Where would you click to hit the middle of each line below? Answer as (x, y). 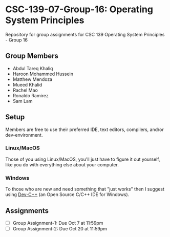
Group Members (32, 56)
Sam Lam (23, 101)
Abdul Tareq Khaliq (33, 68)
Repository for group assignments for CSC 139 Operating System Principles (85, 34)
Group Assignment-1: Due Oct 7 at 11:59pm (58, 223)
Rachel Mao (25, 90)
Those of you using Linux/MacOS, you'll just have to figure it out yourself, (83, 159)
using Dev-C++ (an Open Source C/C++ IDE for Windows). (67, 195)
